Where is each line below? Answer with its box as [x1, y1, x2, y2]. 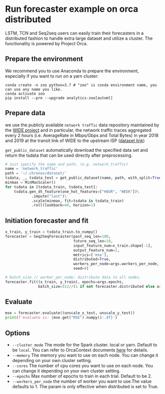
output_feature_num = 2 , [73, 248, 120, 253]
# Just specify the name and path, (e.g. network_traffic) [5, 162, 129, 167]
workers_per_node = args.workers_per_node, [73, 261, 160, 266]
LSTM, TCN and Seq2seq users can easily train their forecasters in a [5, 30, 144, 36]
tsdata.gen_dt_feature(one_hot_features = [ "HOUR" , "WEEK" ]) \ [14, 189, 139, 194]
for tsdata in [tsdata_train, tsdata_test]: [5, 184, 98, 190]
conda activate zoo [5, 91, 45, 96]
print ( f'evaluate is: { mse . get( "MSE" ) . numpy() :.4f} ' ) [5, 315, 118, 320]
